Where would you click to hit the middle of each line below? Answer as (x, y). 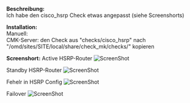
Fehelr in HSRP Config (34, 82)
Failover (16, 94)
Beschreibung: (25, 9)
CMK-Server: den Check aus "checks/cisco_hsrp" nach (76, 40)
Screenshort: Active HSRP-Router (49, 58)
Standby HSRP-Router (34, 70)
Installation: (22, 27)
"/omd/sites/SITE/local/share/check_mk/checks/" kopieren (80, 46)
